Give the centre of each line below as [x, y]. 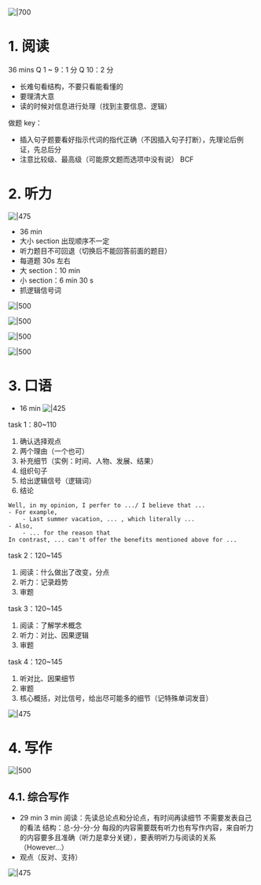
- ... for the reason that [66, 533]
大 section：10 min [50, 270]
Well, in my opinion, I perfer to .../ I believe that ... [107, 505]
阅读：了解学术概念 [51, 625]
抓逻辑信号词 [40, 290]
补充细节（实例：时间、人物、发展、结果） [88, 461]
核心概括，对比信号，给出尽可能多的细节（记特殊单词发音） [116, 698]
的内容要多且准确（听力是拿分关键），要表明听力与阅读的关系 [118, 837]
